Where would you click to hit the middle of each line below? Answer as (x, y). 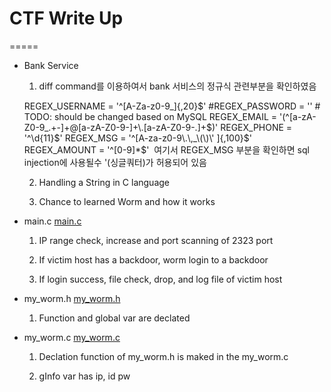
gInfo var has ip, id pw (84, 376)
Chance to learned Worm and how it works (127, 201)
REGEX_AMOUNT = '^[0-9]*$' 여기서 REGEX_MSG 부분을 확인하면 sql (166, 149)
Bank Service (51, 65)
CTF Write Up (66, 18)
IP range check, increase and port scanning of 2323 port (156, 240)
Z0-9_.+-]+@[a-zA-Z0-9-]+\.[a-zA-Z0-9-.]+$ (117, 127)
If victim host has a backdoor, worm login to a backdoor (153, 259)
